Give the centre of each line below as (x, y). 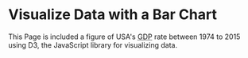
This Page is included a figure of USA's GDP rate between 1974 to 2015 (124, 37)
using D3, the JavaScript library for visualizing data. (93, 44)
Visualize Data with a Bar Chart (112, 15)
